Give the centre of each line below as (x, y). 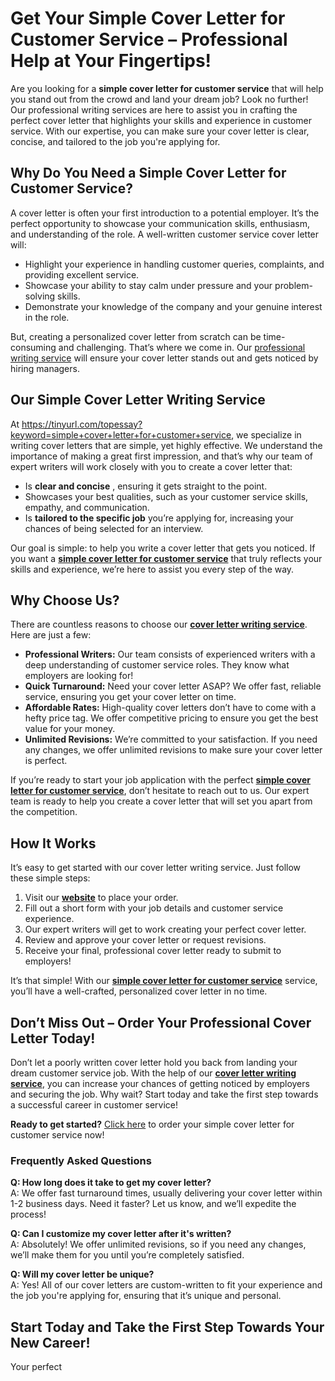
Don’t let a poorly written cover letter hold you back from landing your (154, 1062)
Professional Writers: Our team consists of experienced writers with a (170, 654)
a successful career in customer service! (94, 1105)
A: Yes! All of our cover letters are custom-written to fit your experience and (166, 1285)
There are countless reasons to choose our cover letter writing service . (159, 624)
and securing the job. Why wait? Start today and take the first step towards (164, 1094)
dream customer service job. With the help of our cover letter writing (153, 1073)
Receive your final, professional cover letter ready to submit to (153, 951)
